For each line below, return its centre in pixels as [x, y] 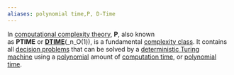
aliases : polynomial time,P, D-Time [61, 14]
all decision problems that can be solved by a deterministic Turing [104, 49]
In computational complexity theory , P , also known [81, 34]
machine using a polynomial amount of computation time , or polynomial [112, 57]
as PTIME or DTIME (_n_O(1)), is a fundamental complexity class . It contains [117, 41]
